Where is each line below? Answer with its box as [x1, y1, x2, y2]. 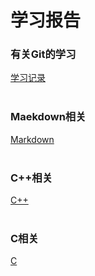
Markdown [10, 133, 55, 145]
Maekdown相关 [10, 110, 87, 124]
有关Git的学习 [10, 47, 77, 61]
